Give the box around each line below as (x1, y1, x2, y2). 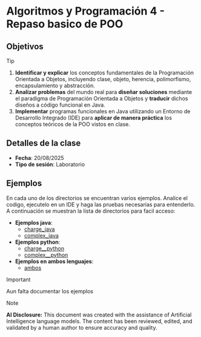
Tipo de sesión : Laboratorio (15, 161, 85, 168)
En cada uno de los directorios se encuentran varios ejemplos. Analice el (6, 194, 188, 201)
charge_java (24, 225, 55, 233)
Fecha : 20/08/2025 (15, 154, 65, 161)
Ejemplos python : (15, 238, 61, 245)
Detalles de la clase (6, 138, 81, 148)
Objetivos (6, 41, 44, 52)
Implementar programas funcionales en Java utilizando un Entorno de (15, 108, 191, 115)
